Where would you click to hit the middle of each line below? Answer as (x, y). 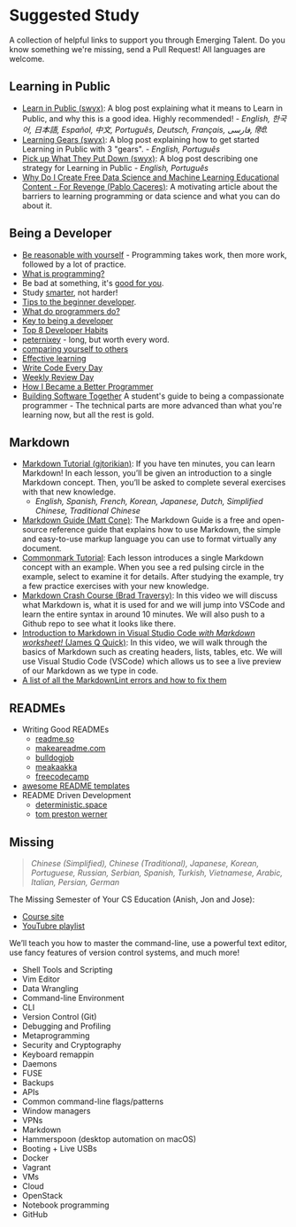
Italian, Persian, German (75, 882)
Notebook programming (65, 1205)
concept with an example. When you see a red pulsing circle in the (143, 567)
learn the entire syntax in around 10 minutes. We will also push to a (143, 614)
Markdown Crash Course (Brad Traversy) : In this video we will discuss (150, 595)
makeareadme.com (70, 749)
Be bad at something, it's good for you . (93, 283)
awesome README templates (76, 786)
